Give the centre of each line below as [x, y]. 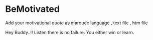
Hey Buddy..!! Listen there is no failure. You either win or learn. [70, 32]
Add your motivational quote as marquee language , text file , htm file [76, 23]
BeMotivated [33, 9]
